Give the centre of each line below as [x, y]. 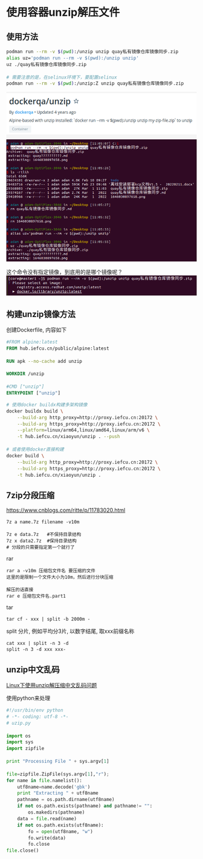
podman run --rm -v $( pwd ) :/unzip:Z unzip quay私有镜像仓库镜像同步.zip [95, 83]
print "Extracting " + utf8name [58, 793]
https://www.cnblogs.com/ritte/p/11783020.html [66, 510]
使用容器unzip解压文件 [63, 12]
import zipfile [25, 749]
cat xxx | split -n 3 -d [37, 644]
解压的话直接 [20, 590]
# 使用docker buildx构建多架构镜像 [47, 405]
